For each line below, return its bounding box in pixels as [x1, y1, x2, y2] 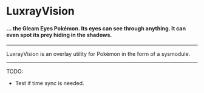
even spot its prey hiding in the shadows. [6, 31, 112, 38]
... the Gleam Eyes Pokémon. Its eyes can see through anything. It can [6, 24, 186, 32]
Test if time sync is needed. [15, 80, 84, 87]
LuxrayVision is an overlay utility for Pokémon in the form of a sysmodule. [6, 50, 191, 58]
